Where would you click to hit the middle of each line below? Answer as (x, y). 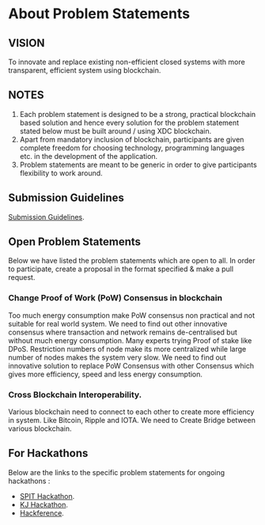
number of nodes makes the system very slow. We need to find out (117, 357)
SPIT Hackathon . (47, 496)
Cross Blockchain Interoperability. (75, 395)
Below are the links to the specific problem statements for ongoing (117, 472)
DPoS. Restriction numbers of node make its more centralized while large (127, 349)
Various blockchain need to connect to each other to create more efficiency (131, 412)
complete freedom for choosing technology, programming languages (132, 148)
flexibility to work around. (61, 173)
